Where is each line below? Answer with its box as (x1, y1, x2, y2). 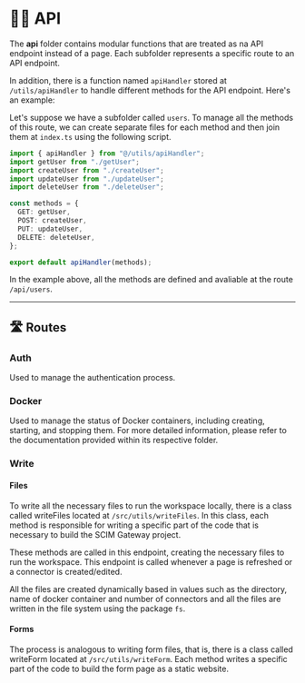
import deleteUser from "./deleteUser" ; (9, 183, 165, 192)
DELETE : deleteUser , (17, 233, 95, 242)
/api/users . (9, 283, 53, 294)
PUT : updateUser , (17, 224, 84, 233)
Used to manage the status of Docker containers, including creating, (9, 415, 265, 426)
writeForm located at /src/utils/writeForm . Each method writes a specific (9, 653, 288, 664)
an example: (9, 94, 55, 105)
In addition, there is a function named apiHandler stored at (9, 74, 227, 85)
